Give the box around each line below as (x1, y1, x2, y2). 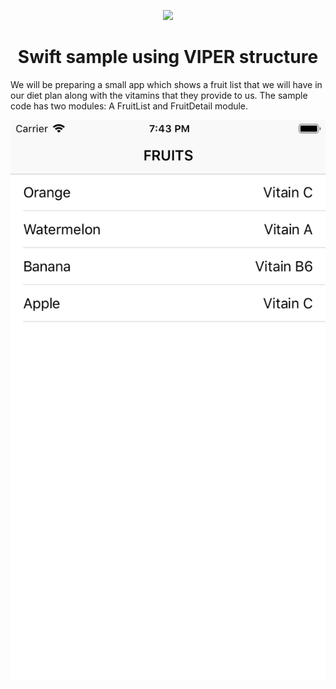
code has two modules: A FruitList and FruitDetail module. (10, 100, 249, 112)
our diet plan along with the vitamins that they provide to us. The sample (10, 89, 308, 101)
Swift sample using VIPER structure (17, 46, 319, 69)
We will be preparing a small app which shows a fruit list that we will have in (10, 78, 323, 90)
